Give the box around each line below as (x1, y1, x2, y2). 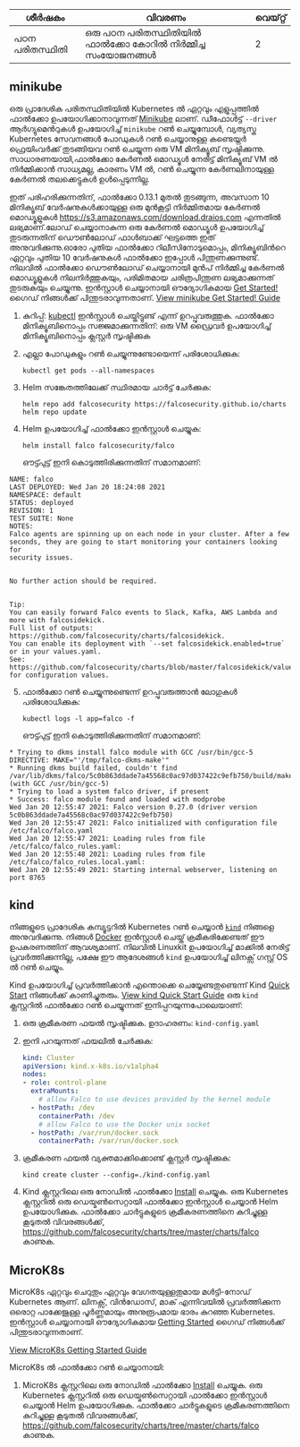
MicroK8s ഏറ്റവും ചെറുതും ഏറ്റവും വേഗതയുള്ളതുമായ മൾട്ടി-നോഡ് (9, 1287, 252, 1297)
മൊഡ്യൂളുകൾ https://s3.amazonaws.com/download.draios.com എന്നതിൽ (9, 211, 281, 222)
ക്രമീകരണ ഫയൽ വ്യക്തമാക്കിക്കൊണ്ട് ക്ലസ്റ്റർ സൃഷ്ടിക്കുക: (21, 1152, 231, 1163)
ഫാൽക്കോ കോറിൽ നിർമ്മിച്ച (84, 38, 205, 50)
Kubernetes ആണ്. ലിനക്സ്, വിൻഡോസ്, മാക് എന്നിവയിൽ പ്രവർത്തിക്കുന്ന (9, 1297, 281, 1307)
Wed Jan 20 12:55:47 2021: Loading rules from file (9, 834, 205, 843)
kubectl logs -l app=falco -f (21, 714, 136, 723)
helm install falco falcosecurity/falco (21, 441, 175, 450)
